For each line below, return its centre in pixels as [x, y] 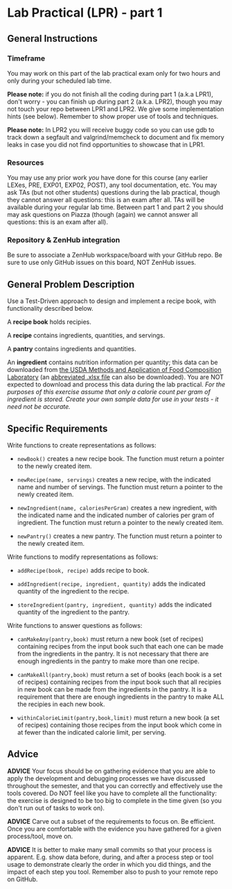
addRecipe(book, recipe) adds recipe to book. [83, 571]
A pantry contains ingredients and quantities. [72, 349]
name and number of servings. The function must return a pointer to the [120, 487]
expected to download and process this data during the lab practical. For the [116, 384]
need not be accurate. [39, 407]
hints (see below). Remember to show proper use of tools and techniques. [113, 116]
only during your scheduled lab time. [60, 81]
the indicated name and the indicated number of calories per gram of [116, 515]
